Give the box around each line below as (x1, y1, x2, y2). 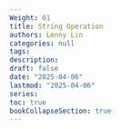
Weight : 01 (9, 13, 51, 23)
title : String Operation (9, 22, 104, 31)
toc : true (9, 97, 47, 107)
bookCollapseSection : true (9, 106, 112, 115)
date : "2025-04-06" (9, 73, 84, 82)
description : (9, 55, 59, 64)
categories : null (9, 38, 76, 48)
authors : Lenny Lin (9, 30, 84, 39)
